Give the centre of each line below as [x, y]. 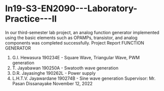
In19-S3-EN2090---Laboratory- [71, 9]
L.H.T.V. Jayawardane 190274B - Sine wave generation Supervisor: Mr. [84, 78]
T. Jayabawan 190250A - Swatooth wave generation [65, 68]
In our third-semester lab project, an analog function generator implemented [82, 32]
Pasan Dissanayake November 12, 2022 [52, 83]
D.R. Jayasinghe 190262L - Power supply [54, 73]
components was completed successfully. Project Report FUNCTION [75, 43]
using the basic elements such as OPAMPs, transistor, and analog [71, 38]
